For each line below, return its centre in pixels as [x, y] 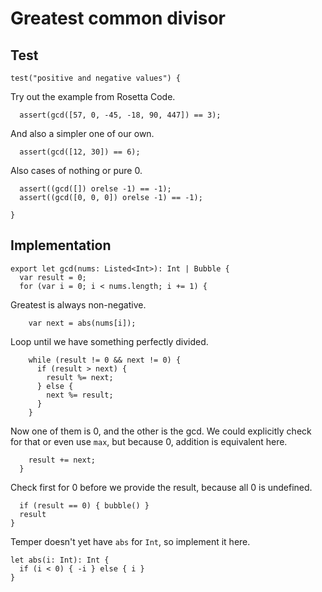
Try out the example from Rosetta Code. [93, 96]
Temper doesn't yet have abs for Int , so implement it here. [130, 541]
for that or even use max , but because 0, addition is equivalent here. [149, 441]
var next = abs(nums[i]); [82, 323]
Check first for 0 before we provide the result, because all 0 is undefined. [161, 487]
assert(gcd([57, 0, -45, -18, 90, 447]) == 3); [120, 115]
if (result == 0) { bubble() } [84, 505]
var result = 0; [53, 277]
